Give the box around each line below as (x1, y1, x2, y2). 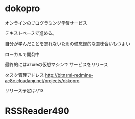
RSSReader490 (5, 105, 70, 117)
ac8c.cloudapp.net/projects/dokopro (5, 77, 80, 84)
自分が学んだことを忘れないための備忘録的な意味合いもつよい (5, 40, 131, 47)
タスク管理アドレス (5, 72, 44, 78)
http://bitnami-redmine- (45, 72, 94, 78)
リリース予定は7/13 (5, 88, 44, 93)
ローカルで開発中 (5, 51, 40, 57)
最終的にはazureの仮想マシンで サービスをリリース (5, 61, 108, 67)
